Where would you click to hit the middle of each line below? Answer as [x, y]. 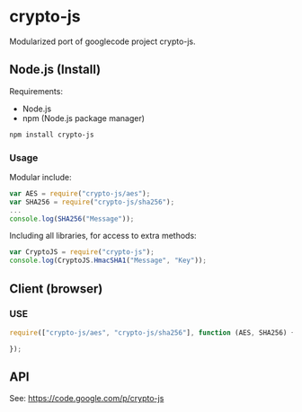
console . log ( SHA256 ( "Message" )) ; [72, 219]
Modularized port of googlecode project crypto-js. [102, 41]
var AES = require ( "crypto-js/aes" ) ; [80, 193]
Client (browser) [56, 289]
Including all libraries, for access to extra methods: [103, 236]
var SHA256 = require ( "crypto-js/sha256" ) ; [92, 202]
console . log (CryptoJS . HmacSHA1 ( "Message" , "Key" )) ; [108, 261]
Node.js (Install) [55, 70]
